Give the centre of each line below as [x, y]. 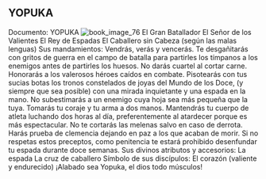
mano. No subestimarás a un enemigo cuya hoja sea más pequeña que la [128, 99]
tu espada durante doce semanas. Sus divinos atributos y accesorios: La [127, 150]
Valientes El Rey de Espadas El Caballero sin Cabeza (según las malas [122, 40]
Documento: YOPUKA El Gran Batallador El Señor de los [130, 32]
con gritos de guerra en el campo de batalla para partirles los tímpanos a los [133, 57]
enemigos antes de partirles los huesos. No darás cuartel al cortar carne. [128, 66]
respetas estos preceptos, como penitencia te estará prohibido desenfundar [133, 141]
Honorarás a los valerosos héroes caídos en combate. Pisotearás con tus [128, 74]
